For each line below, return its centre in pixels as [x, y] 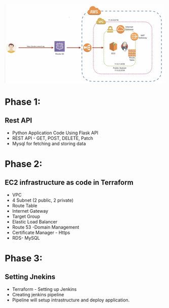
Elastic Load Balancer [35, 221]
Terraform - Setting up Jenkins [44, 289]
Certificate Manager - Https [41, 233]
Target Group [26, 216]
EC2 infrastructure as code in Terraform [69, 183]
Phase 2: [24, 164]
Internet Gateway [30, 211]
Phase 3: [24, 258]
